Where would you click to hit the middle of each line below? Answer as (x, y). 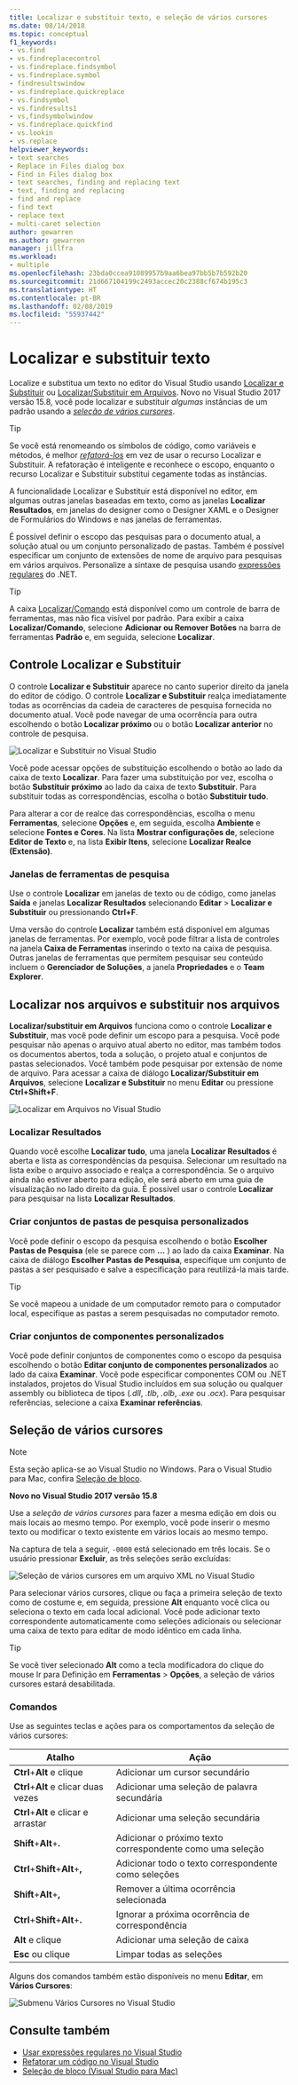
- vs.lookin (31, 133)
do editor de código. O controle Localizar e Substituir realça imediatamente (148, 695)
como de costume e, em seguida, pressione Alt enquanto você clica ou (140, 1602)
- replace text (37, 215)
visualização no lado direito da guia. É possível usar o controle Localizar (141, 1189)
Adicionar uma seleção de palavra (187, 1787)
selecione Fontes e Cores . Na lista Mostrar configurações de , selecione (142, 832)
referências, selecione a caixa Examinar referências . (106, 1402)
